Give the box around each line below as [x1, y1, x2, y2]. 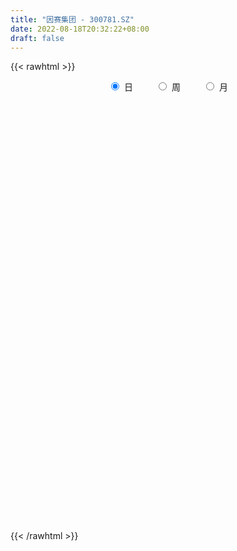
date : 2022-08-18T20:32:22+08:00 [10, 24, 150, 34]
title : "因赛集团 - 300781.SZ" [10, 14, 135, 25]
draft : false [10, 33, 65, 43]
